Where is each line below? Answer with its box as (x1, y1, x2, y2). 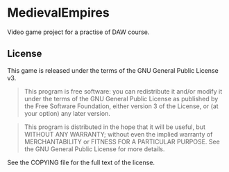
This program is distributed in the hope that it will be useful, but (24, 123, 206, 131)
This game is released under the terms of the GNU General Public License (7, 66, 219, 74)
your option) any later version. (24, 109, 111, 117)
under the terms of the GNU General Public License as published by (24, 94, 219, 103)
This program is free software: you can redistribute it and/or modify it (24, 87, 223, 95)
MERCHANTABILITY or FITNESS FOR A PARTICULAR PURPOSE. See (24, 137, 220, 146)
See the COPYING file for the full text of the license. (7, 158, 155, 166)
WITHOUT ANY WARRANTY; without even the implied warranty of (24, 130, 213, 138)
